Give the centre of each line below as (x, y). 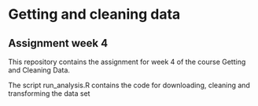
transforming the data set (49, 94)
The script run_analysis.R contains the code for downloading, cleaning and (129, 85)
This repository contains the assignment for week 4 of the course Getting (127, 62)
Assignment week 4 (58, 43)
